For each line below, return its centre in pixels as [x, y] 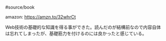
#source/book [20, 7]
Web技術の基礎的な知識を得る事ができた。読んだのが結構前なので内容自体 [83, 27]
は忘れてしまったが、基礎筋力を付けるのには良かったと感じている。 [76, 33]
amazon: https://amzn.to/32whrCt [40, 17]
